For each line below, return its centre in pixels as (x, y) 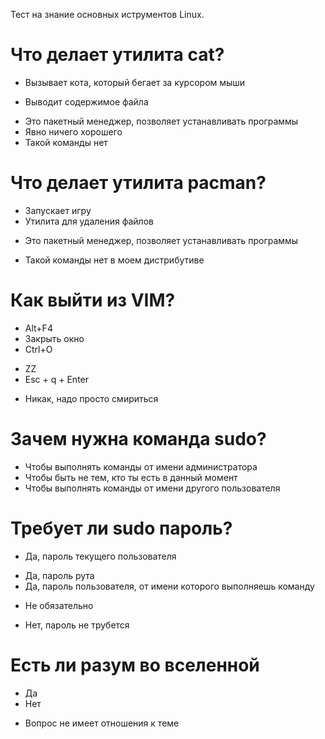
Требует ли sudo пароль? (121, 528)
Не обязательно (59, 605)
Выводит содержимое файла (86, 101)
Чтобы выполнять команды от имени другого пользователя (152, 488)
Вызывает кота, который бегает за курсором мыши (135, 82)
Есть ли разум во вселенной (135, 665)
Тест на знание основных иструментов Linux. (107, 14)
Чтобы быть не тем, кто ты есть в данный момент (131, 477)
